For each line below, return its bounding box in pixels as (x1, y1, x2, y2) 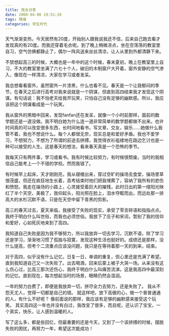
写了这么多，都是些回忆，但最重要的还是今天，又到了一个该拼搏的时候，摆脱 (5, 319, 164, 325)
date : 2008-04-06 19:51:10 (5, 12, 62, 17)
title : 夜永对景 (5, 7, 36, 13)
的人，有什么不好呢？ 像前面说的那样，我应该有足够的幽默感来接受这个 (5, 296, 152, 302)
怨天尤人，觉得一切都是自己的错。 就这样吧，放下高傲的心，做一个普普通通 (5, 290, 161, 296)
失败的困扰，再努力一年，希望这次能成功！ (5, 325, 94, 331)
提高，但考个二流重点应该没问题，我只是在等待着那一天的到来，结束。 (14, 243, 159, 249)
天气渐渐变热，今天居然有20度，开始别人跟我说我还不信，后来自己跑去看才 (5, 36, 161, 42)
